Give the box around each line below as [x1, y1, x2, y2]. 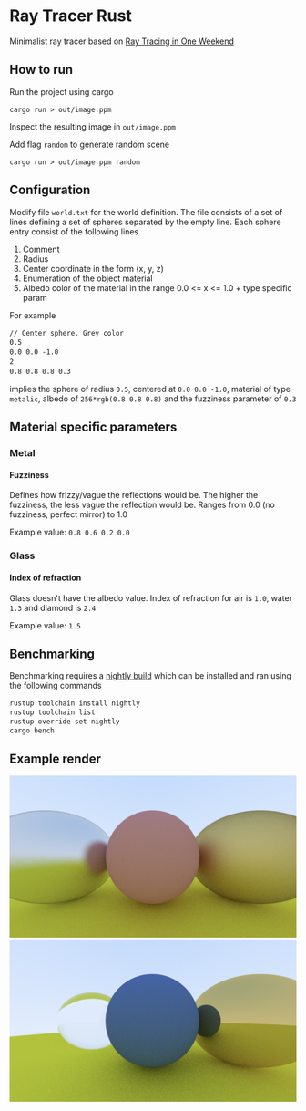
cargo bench [9, 726, 55, 735]
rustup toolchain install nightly [9, 699, 141, 708]
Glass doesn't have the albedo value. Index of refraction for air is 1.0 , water [9, 592, 293, 603]
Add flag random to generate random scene [9, 139, 170, 150]
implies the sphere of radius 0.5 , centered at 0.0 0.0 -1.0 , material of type [9, 383, 291, 394]
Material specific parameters [9, 420, 178, 435]
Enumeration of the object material [22, 273, 153, 284]
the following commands [9, 680, 102, 691]
